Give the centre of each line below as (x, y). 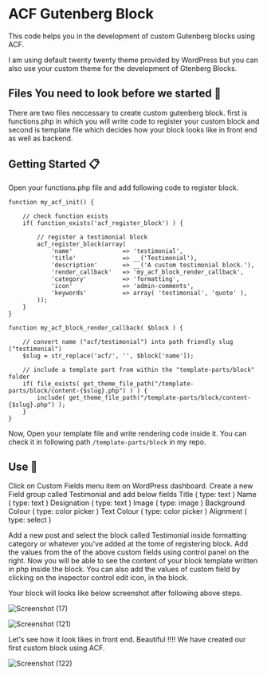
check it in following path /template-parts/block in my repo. (107, 442)
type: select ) (30, 520)
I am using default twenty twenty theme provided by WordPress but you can (133, 60)
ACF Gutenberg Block (81, 14)
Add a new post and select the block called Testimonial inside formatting (128, 535)
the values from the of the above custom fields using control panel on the (129, 552)
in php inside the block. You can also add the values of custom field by (124, 569)
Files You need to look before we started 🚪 (115, 94)
